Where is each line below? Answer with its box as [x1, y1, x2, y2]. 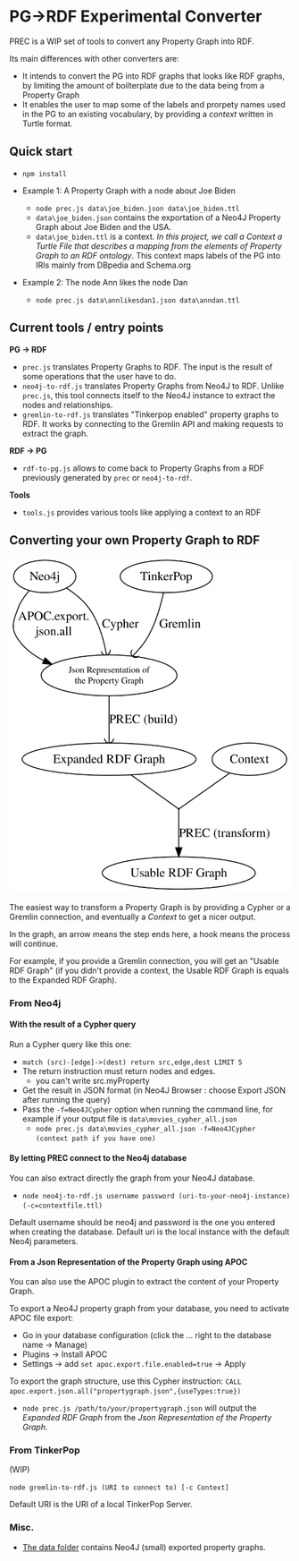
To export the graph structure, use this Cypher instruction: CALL [9, 1376, 242, 1386]
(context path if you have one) [35, 1134, 156, 1143]
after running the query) [21, 1094, 111, 1105]
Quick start [9, 144, 73, 159]
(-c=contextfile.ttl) [21, 1201, 103, 1210]
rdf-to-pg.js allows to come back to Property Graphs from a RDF [21, 463, 265, 473]
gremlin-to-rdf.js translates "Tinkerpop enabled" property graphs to [21, 409, 279, 420]
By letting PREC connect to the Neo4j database [9, 1153, 187, 1164]
